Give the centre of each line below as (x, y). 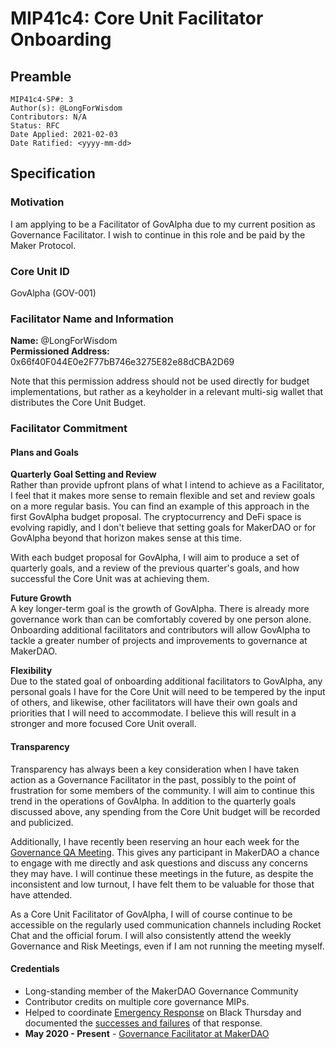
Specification (53, 173)
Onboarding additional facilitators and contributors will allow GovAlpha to (160, 630)
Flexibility (31, 671)
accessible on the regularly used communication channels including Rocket (166, 924)
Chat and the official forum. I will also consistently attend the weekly (151, 935)
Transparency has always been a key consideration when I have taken (155, 769)
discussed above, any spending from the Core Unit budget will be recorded (165, 811)
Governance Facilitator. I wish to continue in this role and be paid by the (158, 234)
